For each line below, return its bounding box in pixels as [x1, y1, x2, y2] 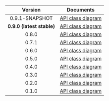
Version [22, 6, 41, 13]
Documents [66, 6, 95, 13]
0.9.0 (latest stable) [7, 23, 55, 29]
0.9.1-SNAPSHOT [9, 15, 53, 21]
